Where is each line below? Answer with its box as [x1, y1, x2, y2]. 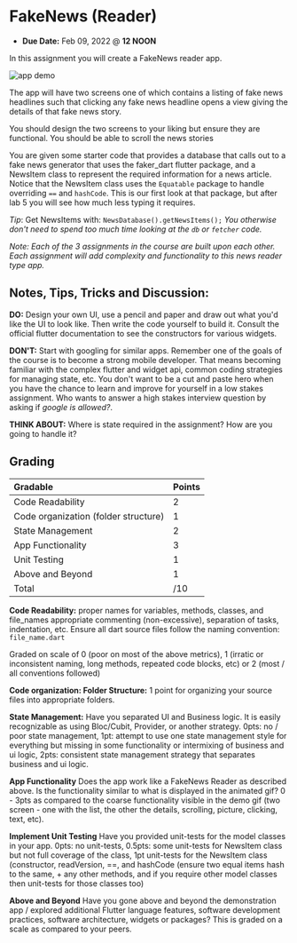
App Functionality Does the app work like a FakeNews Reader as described [9, 775, 287, 787]
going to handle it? [9, 428, 77, 439]
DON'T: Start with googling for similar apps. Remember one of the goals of [9, 345, 283, 356]
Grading [9, 455, 55, 470]
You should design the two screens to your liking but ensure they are [9, 123, 261, 134]
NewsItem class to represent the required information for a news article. [9, 169, 272, 179]
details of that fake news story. [9, 106, 122, 116]
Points [172, 480, 201, 493]
